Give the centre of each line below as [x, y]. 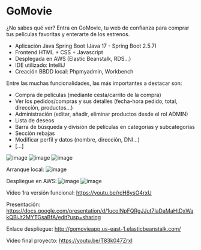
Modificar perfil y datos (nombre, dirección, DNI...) [77, 139]
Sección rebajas [35, 133]
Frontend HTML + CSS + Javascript [59, 52]
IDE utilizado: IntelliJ [40, 65]
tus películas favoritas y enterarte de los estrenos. [68, 34]
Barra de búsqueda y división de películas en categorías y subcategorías [105, 127]
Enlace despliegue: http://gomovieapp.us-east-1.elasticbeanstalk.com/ [94, 229]
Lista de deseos [34, 120]
